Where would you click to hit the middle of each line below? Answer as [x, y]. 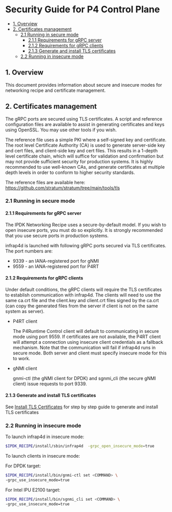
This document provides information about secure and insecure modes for [84, 85]
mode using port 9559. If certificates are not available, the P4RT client [87, 337]
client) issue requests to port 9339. [50, 384]
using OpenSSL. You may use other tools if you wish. [61, 130]
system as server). [25, 311]
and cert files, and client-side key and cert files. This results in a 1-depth [81, 150]
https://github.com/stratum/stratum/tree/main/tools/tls [63, 188]
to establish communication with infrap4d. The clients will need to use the [83, 295]
